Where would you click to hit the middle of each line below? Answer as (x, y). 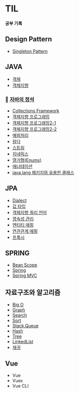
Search (20, 315)
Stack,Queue (25, 326)
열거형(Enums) (27, 160)
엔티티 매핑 (23, 225)
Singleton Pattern (30, 51)
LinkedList (23, 342)
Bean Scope (25, 265)
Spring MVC (25, 275)
